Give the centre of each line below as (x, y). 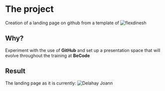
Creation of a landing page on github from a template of (62, 23)
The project (29, 9)
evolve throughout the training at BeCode (48, 55)
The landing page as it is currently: (41, 83)
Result (15, 71)
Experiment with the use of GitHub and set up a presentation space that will (83, 50)
